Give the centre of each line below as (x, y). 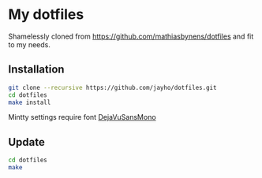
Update (27, 142)
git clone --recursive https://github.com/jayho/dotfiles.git (112, 87)
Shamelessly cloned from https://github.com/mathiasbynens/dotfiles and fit (131, 36)
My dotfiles (46, 15)
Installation (36, 70)
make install (30, 102)
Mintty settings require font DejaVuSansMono (82, 117)
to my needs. (30, 44)
